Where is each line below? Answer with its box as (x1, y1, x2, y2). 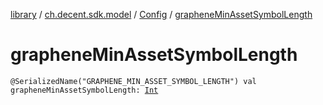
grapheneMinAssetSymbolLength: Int (10, 85, 159, 95)
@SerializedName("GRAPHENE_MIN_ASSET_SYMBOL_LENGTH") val (10, 76, 257, 86)
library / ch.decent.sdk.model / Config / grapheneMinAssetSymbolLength (10, 9, 313, 20)
